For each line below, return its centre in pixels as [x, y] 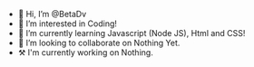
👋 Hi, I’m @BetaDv [52, 14]
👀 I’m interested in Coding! [68, 24]
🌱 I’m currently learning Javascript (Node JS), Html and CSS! [132, 33]
